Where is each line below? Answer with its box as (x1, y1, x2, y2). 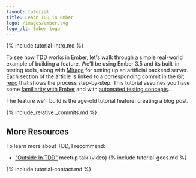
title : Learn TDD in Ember (6, 14, 74, 20)
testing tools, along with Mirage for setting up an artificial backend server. (6, 67, 189, 74)
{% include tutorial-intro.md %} (6, 42, 84, 49)
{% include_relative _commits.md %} (6, 109, 97, 116)
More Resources (6, 126, 69, 137)
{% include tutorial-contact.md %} (6, 166, 92, 173)
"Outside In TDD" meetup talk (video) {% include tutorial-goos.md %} (14, 154, 187, 161)
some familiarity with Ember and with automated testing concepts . (6, 85, 170, 93)
